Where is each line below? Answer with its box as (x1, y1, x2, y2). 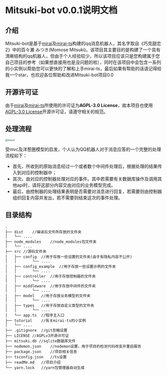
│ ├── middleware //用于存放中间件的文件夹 (5, 284, 96, 289)
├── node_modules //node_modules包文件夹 (5, 239, 97, 244)
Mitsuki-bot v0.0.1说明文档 (5, 5, 118, 16)
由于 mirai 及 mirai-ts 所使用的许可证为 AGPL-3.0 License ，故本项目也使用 (5, 102, 153, 108)
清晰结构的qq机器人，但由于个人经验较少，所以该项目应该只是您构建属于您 (5, 53, 160, 59)
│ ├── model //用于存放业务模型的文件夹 (5, 294, 91, 299)
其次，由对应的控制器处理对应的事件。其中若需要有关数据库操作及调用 (12, 175, 158, 181)
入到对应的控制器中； (12, 169, 57, 175)
